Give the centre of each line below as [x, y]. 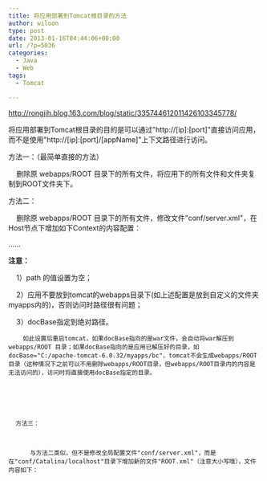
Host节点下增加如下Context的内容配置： [75, 228]
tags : [17, 75]
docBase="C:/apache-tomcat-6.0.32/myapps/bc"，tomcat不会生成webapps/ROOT [133, 355]
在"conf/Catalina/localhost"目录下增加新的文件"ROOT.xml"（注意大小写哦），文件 [132, 461]
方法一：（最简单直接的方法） [56, 157]
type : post [26, 31]
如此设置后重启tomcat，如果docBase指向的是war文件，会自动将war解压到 [129, 338]
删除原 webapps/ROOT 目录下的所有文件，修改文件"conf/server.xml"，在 [137, 218]
